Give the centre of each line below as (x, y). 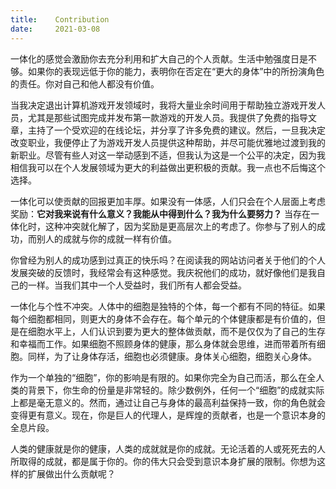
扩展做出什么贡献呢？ (71, 473)
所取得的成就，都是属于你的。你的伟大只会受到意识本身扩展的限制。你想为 (163, 461)
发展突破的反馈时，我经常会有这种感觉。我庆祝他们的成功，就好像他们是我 (163, 272)
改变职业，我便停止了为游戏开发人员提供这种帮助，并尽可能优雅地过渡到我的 (168, 142)
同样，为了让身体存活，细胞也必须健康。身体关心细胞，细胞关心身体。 (172, 356)
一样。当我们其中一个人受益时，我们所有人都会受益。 (137, 285)
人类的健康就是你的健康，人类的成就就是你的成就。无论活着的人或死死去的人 (168, 448)
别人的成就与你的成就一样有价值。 (106, 238)
